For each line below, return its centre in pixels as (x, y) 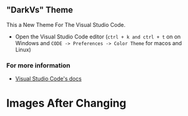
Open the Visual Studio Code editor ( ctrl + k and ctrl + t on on (98, 37)
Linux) (23, 49)
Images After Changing (66, 103)
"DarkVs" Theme (40, 10)
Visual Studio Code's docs (48, 79)
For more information (38, 65)
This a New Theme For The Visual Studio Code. (66, 24)
